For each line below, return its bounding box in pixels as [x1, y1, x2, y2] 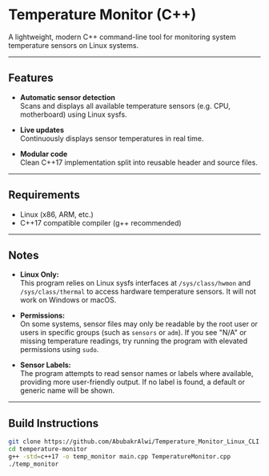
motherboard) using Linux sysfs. [19, 110, 127, 119]
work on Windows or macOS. [19, 295, 117, 305]
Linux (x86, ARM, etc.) [19, 210, 94, 219]
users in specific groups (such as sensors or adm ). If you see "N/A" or [19, 328, 247, 338]
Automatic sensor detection [19, 92, 116, 102]
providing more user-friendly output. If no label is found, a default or [19, 378, 246, 387]
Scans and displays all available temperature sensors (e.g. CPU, [19, 101, 231, 110]
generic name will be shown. [19, 386, 115, 395]
